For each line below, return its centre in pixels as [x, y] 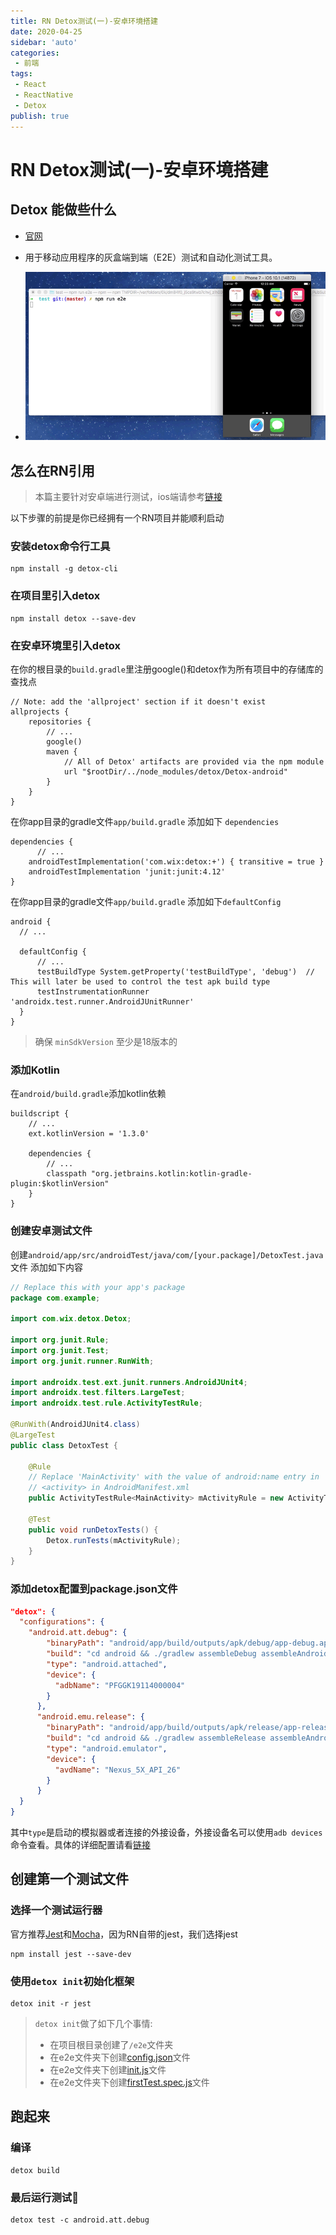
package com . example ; [55, 1298]
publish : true [40, 116]
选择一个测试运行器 [56, 1910]
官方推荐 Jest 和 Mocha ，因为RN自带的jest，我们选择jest [124, 1934]
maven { [62, 752]
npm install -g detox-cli [64, 569]
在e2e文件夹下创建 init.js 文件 [108, 2070]
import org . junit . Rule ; [60, 1340]
